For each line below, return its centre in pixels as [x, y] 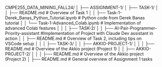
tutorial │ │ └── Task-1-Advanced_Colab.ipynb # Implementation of [73, 23]
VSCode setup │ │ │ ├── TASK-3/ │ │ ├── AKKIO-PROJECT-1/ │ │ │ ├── [80, 43]
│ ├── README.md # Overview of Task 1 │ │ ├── [55, 13]
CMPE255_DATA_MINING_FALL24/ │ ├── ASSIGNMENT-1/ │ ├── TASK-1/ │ [82, 8]
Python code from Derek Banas [113, 18]
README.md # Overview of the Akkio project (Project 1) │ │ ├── [70, 49]
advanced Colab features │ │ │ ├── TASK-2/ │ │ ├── [59, 28]
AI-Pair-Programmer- [136, 28]
